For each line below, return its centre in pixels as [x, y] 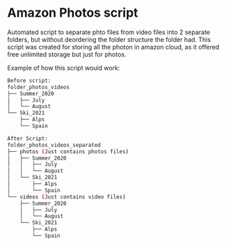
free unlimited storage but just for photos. [67, 54]
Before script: [29, 80]
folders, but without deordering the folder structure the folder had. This [109, 39]
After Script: [28, 138]
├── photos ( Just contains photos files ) [68, 151]
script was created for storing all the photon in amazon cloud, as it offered [113, 47]
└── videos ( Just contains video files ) [67, 197]
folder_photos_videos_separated [54, 145]
